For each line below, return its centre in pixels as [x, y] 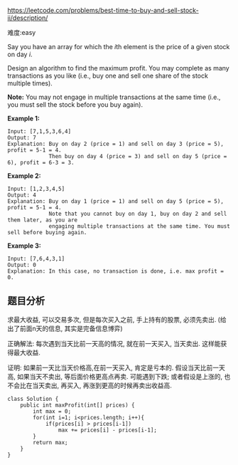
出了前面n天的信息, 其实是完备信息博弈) [65, 328]
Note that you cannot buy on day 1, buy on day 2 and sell [138, 214]
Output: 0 [22, 265]
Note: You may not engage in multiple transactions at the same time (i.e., [114, 97]
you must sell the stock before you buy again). [75, 105]
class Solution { [33, 399]
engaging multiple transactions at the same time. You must [140, 226]
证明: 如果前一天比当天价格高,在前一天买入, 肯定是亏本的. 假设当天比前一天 [116, 367]
